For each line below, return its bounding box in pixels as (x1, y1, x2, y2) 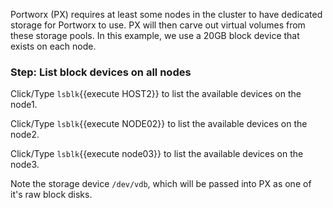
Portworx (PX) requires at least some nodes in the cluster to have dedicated (10, 9, 323, 20)
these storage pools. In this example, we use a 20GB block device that (10, 30, 300, 41)
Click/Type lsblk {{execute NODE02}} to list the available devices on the (10, 118, 308, 130)
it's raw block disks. (10, 189, 93, 201)
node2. (10, 129, 40, 141)
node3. (10, 159, 40, 171)
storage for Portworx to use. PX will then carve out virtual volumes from (10, 19, 306, 31)
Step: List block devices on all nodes (10, 65, 192, 79)
